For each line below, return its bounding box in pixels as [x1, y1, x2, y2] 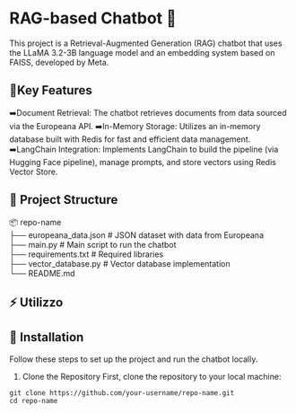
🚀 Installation [9, 330, 84, 345]
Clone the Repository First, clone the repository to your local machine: [22, 371, 282, 382]
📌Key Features [9, 83, 92, 98]
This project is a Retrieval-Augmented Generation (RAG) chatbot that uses [9, 38, 283, 48]
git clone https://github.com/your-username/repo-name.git [9, 388, 235, 398]
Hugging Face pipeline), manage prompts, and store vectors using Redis [9, 156, 276, 167]
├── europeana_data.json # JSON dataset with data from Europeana [9, 229, 265, 241]
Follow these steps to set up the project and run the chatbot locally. [9, 354, 258, 365]
